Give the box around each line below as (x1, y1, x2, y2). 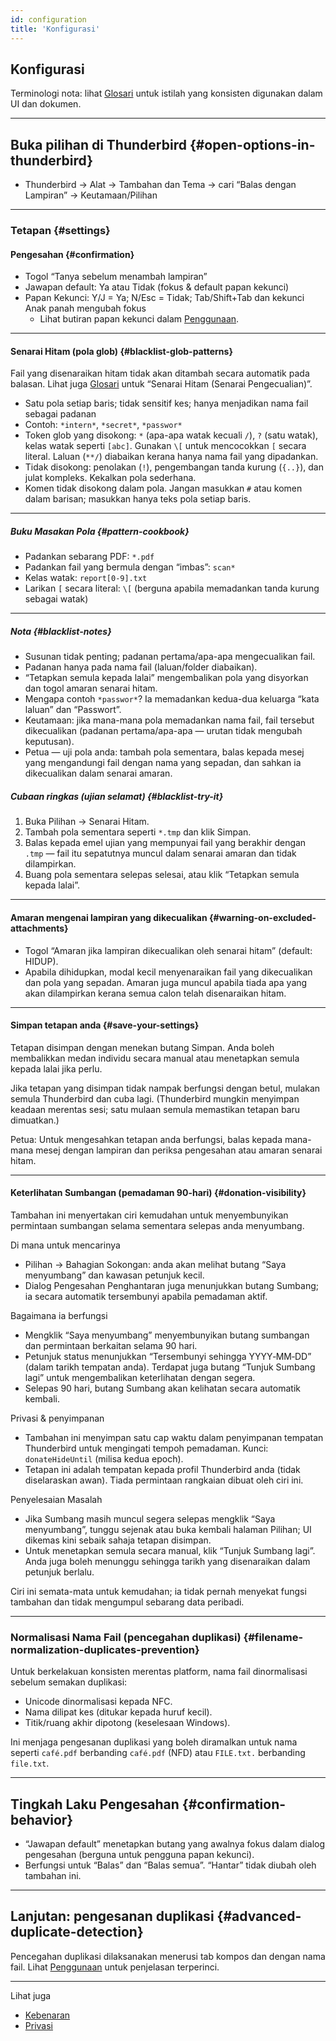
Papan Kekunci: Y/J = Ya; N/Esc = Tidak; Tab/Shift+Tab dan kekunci (24, 292, 305, 304)
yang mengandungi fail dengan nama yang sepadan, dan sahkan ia (24, 757, 302, 769)
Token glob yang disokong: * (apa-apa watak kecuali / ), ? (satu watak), (24, 429, 319, 441)
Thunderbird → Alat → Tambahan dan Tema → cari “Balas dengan (24, 179, 297, 191)
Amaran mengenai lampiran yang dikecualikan (10, 911, 208, 923)
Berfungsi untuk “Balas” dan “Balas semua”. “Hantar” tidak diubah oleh (24, 1859, 317, 1871)
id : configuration (10, 14, 87, 25)
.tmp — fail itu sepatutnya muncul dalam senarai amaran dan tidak (24, 847, 297, 860)
